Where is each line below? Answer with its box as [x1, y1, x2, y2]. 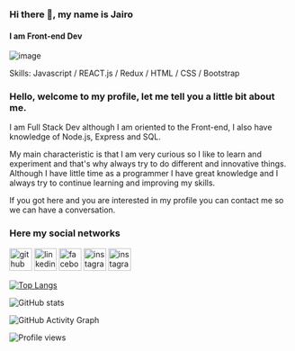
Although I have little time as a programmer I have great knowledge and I [9, 168, 279, 179]
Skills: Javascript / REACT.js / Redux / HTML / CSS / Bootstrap [9, 67, 240, 79]
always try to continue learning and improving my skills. [9, 177, 216, 188]
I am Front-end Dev [9, 31, 83, 41]
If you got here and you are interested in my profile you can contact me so [9, 195, 284, 206]
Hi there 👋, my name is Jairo [9, 8, 133, 21]
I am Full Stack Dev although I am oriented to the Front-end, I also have [9, 121, 273, 133]
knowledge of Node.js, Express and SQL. [9, 131, 162, 142]
